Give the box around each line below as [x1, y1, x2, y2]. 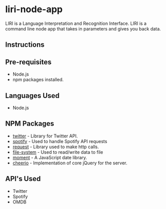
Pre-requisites [5, 57, 52, 66]
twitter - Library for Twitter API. [12, 133, 78, 139]
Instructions [5, 41, 45, 49]
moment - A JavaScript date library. [12, 154, 88, 160]
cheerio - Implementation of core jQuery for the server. [12, 160, 128, 166]
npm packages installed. [12, 77, 64, 83]
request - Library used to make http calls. [12, 144, 99, 150]
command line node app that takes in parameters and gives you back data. [5, 25, 161, 31]
